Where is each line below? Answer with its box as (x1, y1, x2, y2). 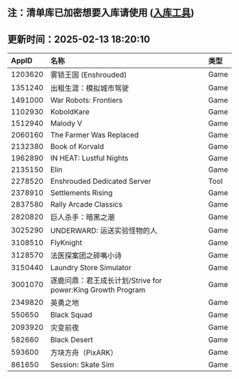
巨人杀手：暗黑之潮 (50, 212, 115, 222)
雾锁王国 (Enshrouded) (50, 70, 127, 80)
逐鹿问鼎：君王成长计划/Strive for (50, 276, 162, 286)
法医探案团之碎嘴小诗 (50, 251, 122, 261)
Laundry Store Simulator (50, 263, 132, 273)
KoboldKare (50, 107, 90, 117)
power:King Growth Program (50, 285, 146, 295)
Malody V (50, 118, 83, 128)
